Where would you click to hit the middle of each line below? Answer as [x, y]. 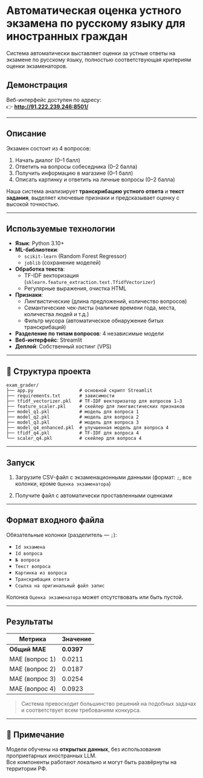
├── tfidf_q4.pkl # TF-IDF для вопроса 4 [72, 433]
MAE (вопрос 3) [33, 678]
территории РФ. [27, 769]
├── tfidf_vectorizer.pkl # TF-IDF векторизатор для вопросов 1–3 [94, 401]
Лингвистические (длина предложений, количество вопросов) [105, 302]
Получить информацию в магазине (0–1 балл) [74, 173]
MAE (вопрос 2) [33, 669]
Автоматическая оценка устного [94, 11]
